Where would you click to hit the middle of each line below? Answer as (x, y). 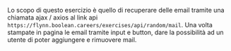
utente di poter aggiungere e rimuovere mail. (72, 40)
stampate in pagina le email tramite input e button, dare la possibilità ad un (115, 32)
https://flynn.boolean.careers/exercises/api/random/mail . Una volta (110, 25)
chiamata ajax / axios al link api (53, 17)
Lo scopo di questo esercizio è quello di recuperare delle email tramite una (116, 10)
